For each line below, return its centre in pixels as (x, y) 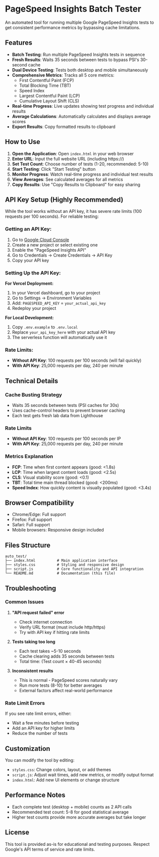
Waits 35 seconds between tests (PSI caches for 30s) (65, 405)
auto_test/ (16, 556)
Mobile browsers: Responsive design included (58, 530)
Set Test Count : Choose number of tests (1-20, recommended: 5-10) (80, 164)
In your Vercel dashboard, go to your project (56, 292)
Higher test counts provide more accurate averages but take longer (79, 817)
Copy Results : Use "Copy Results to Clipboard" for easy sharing (76, 184)
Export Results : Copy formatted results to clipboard (64, 127)
